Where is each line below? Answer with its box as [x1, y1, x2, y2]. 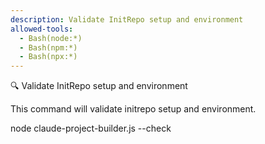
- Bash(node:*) [19, 33, 83, 43]
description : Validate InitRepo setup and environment [10, 14, 244, 25]
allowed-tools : [10, 24, 74, 34]
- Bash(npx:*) [19, 52, 78, 62]
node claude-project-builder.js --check [10, 122, 172, 135]
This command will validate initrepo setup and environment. [10, 103, 257, 115]
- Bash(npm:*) [19, 42, 78, 53]
